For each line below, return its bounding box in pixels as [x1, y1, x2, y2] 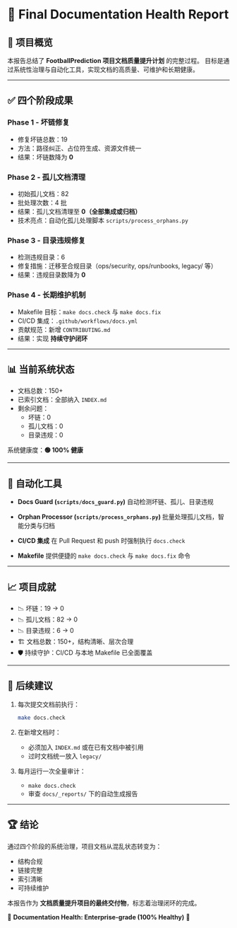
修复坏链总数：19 [17, 134, 68, 144]
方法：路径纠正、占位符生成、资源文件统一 [17, 144, 142, 152]
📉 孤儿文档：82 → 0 [17, 615, 78, 624]
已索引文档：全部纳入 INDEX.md [17, 396, 107, 404]
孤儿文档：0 [28, 422, 63, 430]
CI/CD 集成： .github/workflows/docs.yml [17, 316, 138, 325]
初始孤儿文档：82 [17, 189, 69, 197]
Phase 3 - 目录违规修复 [7, 235, 86, 245]
